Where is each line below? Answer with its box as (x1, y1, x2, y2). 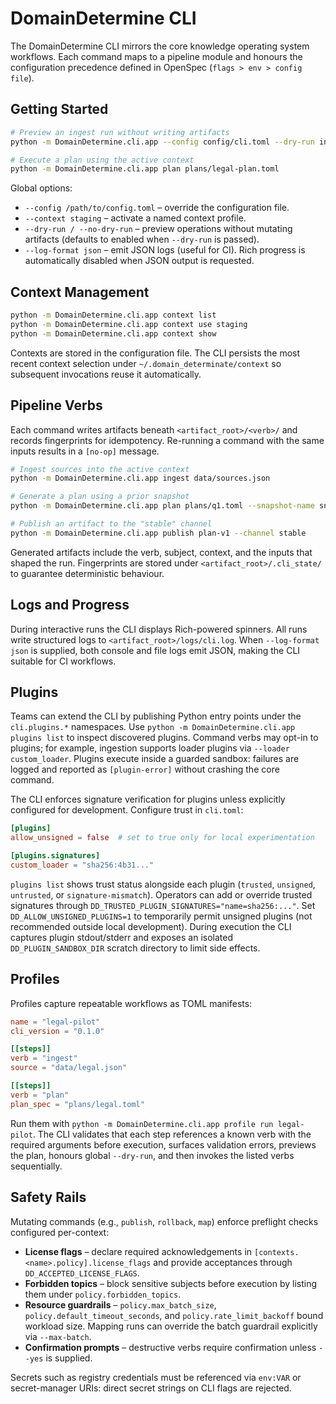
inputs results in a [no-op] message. (10, 445, 160, 457)
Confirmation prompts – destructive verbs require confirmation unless (24, 1341, 317, 1353)
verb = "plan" (10, 1090, 70, 1100)
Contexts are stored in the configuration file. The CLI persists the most (10, 347, 301, 359)
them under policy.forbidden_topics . (24, 1288, 182, 1300)
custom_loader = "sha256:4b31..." (10, 860, 155, 870)
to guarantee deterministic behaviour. (10, 567, 165, 579)
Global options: (10, 182, 73, 194)
